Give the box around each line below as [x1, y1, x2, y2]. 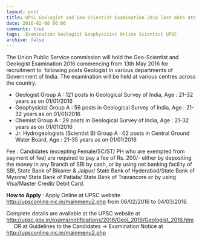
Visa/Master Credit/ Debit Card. [6, 180, 85, 187]
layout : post [6, 8, 39, 15]
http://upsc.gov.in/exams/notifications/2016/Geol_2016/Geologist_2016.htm [6, 216, 194, 223]
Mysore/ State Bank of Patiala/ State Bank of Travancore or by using [6, 174, 177, 180]
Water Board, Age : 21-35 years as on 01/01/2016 [15, 136, 137, 143]
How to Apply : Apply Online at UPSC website [6, 192, 121, 198]
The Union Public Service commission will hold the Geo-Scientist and [6, 54, 179, 60]
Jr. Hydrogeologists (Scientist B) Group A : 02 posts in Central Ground [15, 129, 190, 137]
